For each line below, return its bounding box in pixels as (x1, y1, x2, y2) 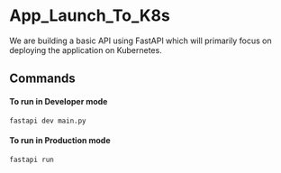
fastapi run (9, 155, 54, 164)
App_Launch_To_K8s (9, 5, 171, 26)
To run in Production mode (9, 135, 111, 146)
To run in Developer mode (9, 96, 108, 106)
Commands (9, 71, 77, 86)
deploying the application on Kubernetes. (9, 44, 162, 55)
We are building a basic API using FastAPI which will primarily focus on (9, 35, 272, 46)
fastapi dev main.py (9, 116, 87, 125)
